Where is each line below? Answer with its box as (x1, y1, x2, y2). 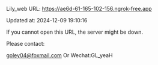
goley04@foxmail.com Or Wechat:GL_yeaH (6, 52, 113, 59)
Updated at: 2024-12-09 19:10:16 (6, 17, 88, 23)
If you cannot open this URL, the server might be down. (6, 28, 143, 36)
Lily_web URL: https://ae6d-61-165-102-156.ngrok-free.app (6, 5, 152, 12)
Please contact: (6, 40, 45, 47)
